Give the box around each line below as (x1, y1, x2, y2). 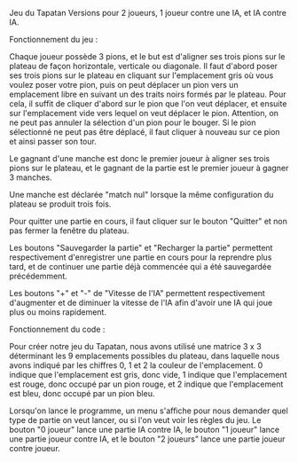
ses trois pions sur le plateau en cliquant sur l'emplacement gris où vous (9, 70, 274, 81)
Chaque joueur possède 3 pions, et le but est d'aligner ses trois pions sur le (9, 51, 286, 61)
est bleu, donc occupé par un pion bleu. (9, 388, 155, 398)
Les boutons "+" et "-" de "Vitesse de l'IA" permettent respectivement (9, 288, 266, 298)
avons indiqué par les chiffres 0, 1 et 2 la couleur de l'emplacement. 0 (9, 360, 263, 371)
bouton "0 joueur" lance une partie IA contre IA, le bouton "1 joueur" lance (9, 425, 280, 435)
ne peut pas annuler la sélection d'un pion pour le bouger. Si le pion (9, 117, 256, 128)
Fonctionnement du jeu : (9, 35, 98, 44)
